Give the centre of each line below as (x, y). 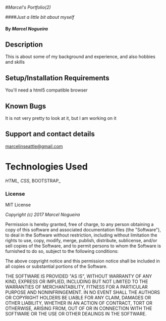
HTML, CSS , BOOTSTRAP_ (33, 180)
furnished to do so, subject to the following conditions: (62, 251)
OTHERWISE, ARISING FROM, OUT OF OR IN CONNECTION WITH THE (79, 308)
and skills (15, 62)
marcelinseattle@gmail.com (34, 146)
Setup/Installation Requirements (57, 78)
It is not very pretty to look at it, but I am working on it (61, 118)
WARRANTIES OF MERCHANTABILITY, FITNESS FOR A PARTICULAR (76, 287)
